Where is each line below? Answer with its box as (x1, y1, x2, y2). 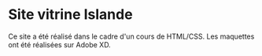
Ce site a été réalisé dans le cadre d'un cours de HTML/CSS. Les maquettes (8, 32, 255, 41)
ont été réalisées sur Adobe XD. (8, 39, 112, 49)
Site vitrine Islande (8, 6, 133, 24)
